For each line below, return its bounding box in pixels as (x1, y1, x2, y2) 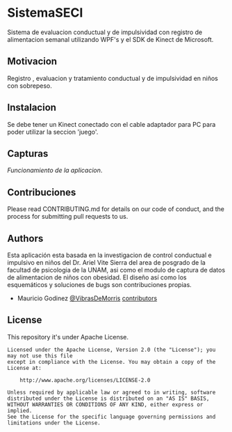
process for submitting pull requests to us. (7, 213, 129, 221)
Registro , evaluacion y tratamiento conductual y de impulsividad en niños (7, 74, 219, 82)
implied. (7, 407, 33, 414)
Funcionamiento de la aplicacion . (7, 166, 103, 175)
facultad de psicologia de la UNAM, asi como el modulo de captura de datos (7, 266, 226, 274)
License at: (7, 364, 42, 371)
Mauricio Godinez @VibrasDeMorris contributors (17, 294, 158, 302)
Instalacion (7, 102, 57, 114)
